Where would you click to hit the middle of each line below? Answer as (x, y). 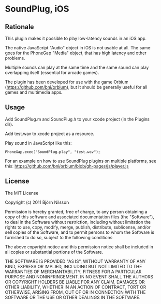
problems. (15, 58)
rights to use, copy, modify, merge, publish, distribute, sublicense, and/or (78, 227)
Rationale (20, 27)
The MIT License (22, 193)
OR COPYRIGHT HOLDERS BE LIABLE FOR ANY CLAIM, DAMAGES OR (75, 282)
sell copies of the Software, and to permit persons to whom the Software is (80, 232)
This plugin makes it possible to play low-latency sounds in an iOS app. (76, 38)
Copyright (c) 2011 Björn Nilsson (37, 202)
